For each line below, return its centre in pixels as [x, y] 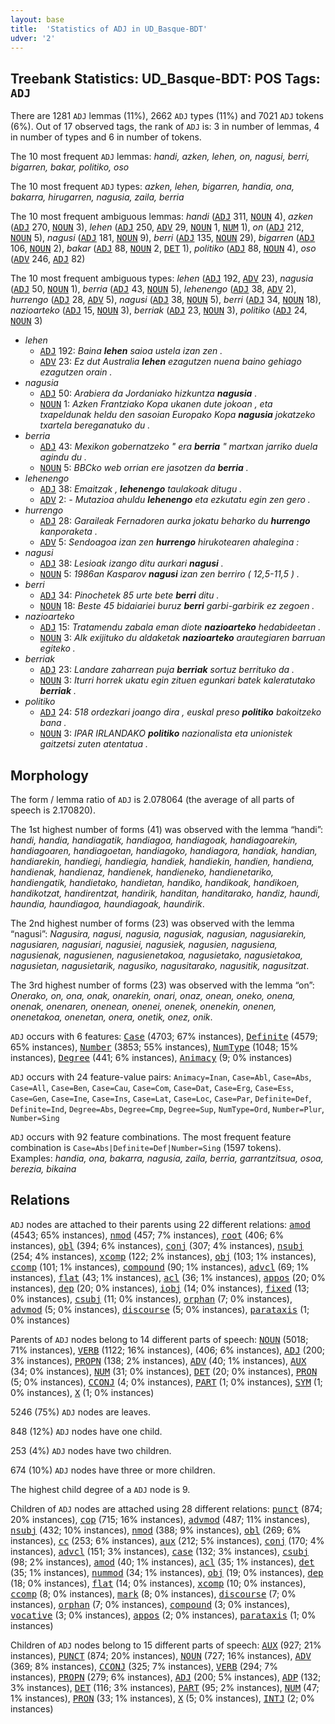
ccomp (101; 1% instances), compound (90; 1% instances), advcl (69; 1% [160, 1267]
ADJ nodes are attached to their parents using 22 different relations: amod [160, 1224]
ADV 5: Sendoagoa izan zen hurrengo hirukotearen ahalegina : [169, 542]
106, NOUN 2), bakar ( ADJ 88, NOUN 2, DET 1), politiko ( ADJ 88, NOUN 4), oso [163, 248]
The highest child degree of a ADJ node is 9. [100, 1489]
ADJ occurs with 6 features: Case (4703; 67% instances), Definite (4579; [164, 1036]
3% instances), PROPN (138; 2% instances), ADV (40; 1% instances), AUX [158, 1360]
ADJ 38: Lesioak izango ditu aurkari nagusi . [131, 563]
